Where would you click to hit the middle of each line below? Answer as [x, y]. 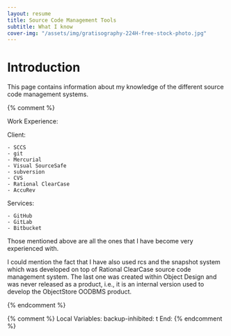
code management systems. [48, 94]
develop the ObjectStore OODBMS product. [70, 292]
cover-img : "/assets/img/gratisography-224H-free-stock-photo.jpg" [107, 33]
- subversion [26, 172]
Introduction [44, 68]
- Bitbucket [24, 228]
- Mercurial [24, 160]
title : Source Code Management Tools [62, 20]
